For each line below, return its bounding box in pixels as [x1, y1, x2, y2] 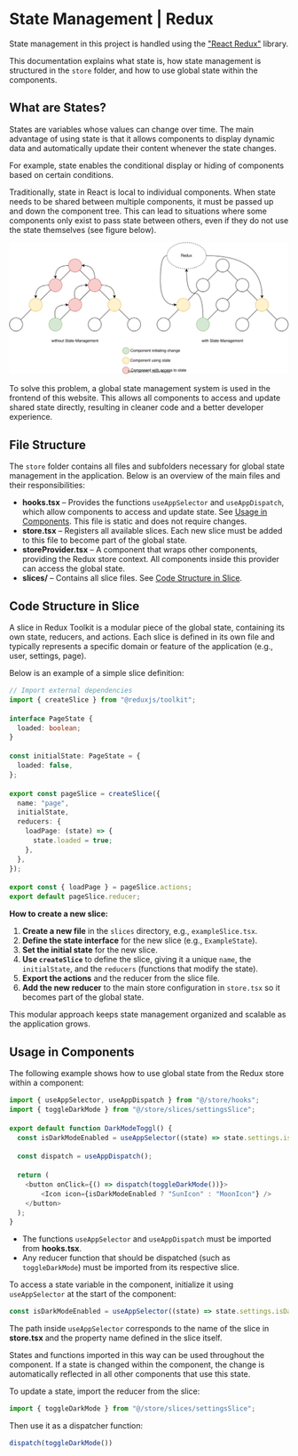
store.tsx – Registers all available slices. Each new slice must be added [21, 526, 283, 536]
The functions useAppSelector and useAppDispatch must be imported [21, 1234, 272, 1244]
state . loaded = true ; [32, 836, 114, 845]
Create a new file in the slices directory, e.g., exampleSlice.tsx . [21, 926, 258, 937]
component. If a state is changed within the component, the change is [9, 1359, 265, 1370]
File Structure [9, 437, 86, 453]
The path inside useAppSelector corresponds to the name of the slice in [9, 1323, 270, 1334]
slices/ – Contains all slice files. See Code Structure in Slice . [21, 573, 242, 583]
